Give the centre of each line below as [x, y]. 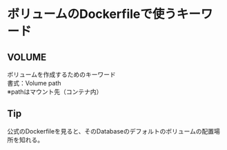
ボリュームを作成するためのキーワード [61, 74]
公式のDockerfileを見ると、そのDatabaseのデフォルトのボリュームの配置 [111, 131]
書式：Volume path [34, 83]
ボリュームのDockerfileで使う [92, 14]
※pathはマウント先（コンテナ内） [55, 92]
